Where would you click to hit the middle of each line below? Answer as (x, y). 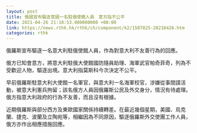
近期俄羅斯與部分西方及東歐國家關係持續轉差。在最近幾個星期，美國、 (91, 110)
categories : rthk (27, 33)
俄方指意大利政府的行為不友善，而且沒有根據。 (62, 97)
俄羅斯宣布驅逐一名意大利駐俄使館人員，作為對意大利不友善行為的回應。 (93, 51)
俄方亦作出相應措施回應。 (37, 124)
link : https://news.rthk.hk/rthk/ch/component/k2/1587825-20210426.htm (95, 28)
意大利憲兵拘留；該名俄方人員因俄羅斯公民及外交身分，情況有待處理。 (106, 90)
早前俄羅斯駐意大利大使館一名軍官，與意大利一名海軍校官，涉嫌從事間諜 (93, 83)
